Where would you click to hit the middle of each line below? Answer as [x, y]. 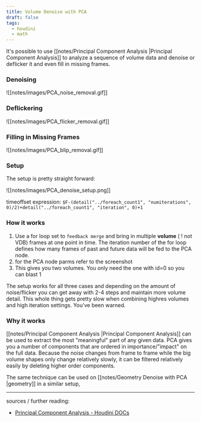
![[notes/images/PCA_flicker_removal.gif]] [58, 121]
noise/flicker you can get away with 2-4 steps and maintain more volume [96, 292]
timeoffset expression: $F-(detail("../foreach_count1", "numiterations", [99, 202]
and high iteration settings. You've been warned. [66, 305]
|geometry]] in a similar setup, [43, 384]
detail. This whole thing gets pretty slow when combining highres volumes [98, 299]
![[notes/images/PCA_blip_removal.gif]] [55, 150]
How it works [26, 223]
